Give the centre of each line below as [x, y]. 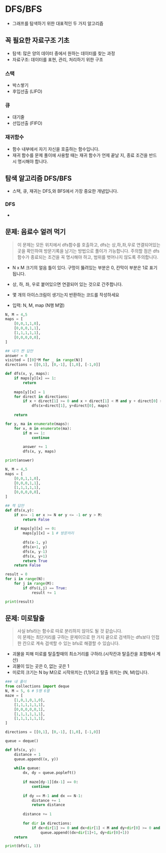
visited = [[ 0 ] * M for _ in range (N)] [44, 360]
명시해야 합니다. [33, 161]
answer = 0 [16, 356]
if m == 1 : [34, 433]
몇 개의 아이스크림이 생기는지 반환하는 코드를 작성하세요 [66, 294]
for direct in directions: [42, 397]
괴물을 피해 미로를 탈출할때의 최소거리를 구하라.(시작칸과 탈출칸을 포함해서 [84, 654]
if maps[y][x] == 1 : [35, 378]
